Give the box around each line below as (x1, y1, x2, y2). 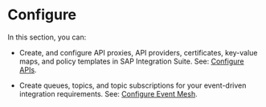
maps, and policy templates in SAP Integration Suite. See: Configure (18, 56, 244, 66)
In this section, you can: (7, 32, 87, 42)
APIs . (18, 64, 37, 74)
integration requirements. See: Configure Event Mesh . (18, 88, 198, 98)
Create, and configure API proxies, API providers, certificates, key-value (18, 47, 258, 57)
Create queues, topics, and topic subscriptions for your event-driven (18, 80, 247, 90)
